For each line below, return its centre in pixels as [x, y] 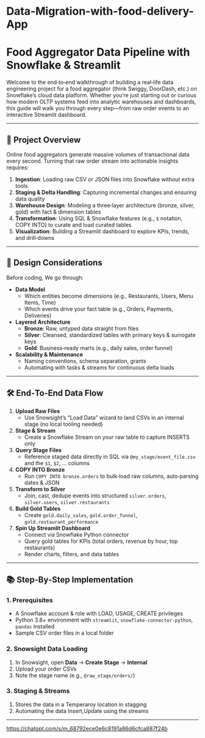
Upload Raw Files [38, 411]
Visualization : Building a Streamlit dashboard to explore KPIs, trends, [102, 231]
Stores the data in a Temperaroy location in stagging [81, 704]
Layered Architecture [43, 322]
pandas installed [35, 627]
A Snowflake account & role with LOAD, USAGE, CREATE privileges [99, 614]
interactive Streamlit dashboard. [47, 115]
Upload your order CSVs [46, 669]
